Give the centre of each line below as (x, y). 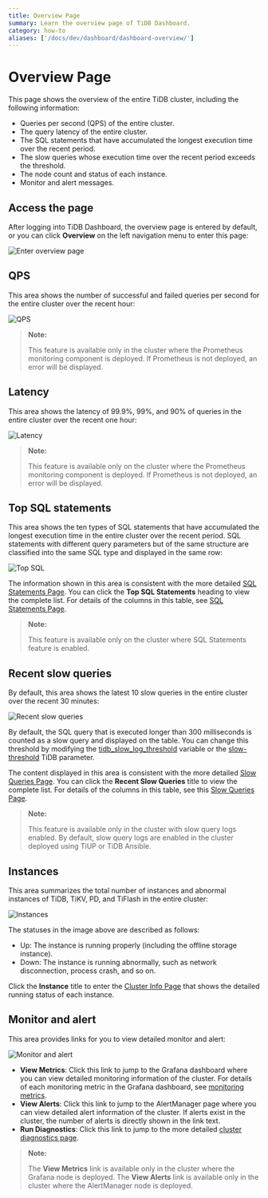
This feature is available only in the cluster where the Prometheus (135, 350)
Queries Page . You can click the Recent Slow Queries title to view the (123, 782)
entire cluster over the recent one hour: (73, 420)
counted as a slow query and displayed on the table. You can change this (128, 741)
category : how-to (37, 30)
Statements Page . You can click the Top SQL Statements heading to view (129, 592)
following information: (44, 108)
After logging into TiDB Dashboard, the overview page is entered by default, (133, 227)
